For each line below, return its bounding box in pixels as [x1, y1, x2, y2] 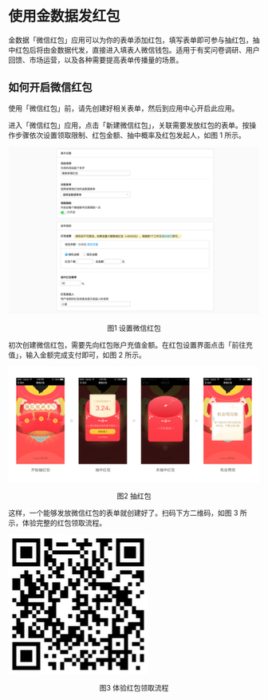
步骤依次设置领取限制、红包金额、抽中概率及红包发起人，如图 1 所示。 [14, 130, 246, 140]
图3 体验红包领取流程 [99, 682, 169, 692]
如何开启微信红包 [8, 81, 93, 94]
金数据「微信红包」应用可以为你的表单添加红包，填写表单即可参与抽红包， [8, 35, 253, 45]
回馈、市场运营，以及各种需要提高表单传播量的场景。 [8, 55, 183, 65]
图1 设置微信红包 [107, 324, 161, 333]
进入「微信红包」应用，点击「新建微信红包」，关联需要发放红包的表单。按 [8, 120, 250, 130]
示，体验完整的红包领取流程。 [8, 517, 106, 527]
